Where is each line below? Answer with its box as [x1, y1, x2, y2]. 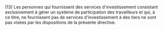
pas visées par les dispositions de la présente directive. [5, 19, 116, 25]
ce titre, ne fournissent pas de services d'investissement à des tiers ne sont [5, 15, 156, 20]
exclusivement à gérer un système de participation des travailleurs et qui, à [5, 9, 155, 15]
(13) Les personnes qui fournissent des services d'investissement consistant [5, 4, 158, 10]
